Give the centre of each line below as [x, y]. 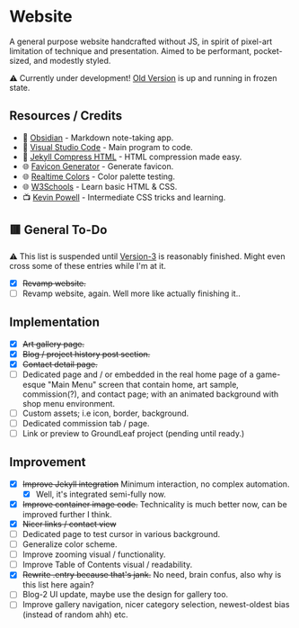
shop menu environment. [68, 403]
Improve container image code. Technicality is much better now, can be [154, 504]
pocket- [268, 50]
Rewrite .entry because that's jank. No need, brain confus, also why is [152, 575]
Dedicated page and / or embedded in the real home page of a [138, 374]
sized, [21, 60]
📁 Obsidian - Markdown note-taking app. [98, 138]
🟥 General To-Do [58, 230]
